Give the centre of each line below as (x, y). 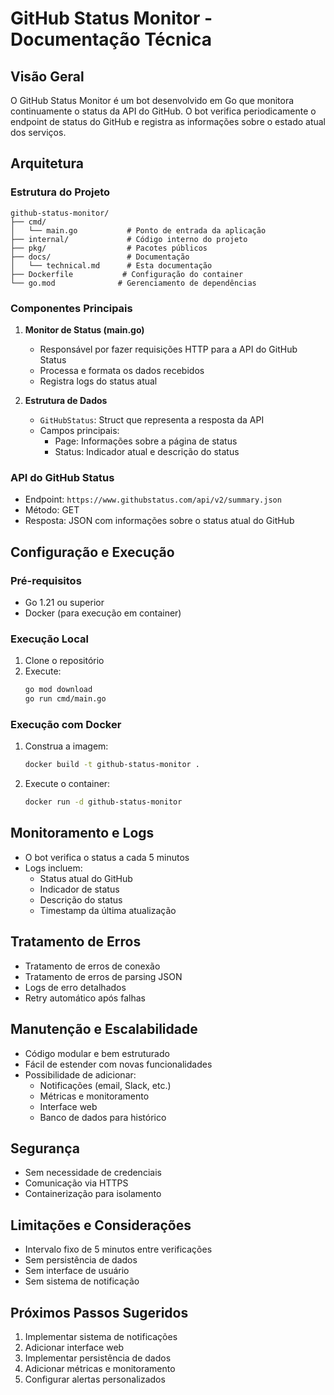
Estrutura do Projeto (60, 192)
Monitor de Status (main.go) (84, 329)
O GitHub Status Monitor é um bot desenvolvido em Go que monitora (152, 100)
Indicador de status (79, 889)
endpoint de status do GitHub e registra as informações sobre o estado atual (168, 121)
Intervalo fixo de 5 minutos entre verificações (118, 1249)
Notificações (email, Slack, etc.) (105, 1085)
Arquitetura (47, 163)
